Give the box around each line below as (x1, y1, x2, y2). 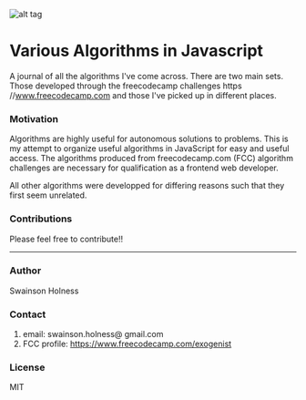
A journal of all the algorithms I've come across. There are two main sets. (9, 70, 284, 81)
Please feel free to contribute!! (9, 233, 124, 244)
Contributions (9, 212, 73, 225)
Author (9, 264, 42, 277)
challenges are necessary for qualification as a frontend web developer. (9, 162, 280, 173)
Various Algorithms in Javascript (9, 41, 264, 61)
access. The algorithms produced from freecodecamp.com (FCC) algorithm (9, 153, 294, 164)
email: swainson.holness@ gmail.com (22, 329, 164, 340)
